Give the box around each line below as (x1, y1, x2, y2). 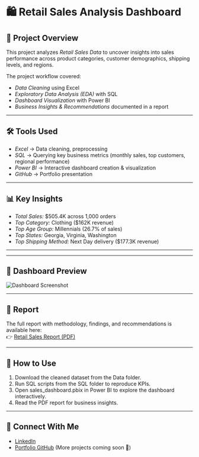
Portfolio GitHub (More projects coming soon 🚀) (14, 443, 131, 451)
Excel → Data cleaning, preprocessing (14, 145, 108, 152)
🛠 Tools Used (6, 126, 58, 137)
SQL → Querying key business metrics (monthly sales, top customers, (14, 151, 185, 158)
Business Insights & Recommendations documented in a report (14, 103, 169, 110)
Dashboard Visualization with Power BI (14, 97, 111, 104)
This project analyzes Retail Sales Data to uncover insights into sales (6, 49, 175, 56)
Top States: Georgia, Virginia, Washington (14, 231, 117, 238)
